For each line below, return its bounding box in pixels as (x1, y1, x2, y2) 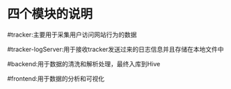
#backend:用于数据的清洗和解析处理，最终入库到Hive (7, 59, 161, 68)
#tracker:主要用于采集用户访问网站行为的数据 (7, 30, 137, 39)
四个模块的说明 (7, 6, 93, 22)
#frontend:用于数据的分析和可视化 (7, 74, 105, 83)
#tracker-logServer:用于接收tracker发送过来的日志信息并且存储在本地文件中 (7, 45, 224, 53)
